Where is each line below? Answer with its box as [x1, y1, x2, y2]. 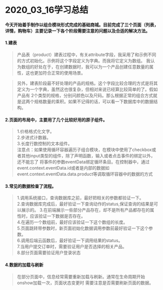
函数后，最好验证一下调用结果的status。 [42, 237, 123, 244]
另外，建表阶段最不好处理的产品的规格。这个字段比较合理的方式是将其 [17, 80, 158, 86]
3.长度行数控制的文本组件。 [17, 141, 72, 147]
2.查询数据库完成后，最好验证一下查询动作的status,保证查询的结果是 [17, 201, 154, 207]
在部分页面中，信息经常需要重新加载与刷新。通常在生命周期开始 [17, 273, 145, 279]
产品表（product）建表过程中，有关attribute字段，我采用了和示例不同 [17, 52, 157, 58]
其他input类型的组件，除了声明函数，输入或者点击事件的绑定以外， [21, 153, 155, 159]
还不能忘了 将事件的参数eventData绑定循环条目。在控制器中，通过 [17, 159, 150, 165]
